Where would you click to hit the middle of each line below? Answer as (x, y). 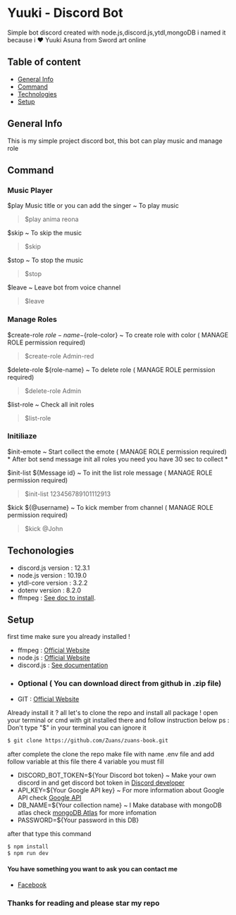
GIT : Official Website (48, 699)
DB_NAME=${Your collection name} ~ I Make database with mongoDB (119, 805)
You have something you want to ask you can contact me (93, 869)
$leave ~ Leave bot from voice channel (64, 287)
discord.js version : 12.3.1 (54, 568)
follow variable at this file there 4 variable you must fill (86, 761)
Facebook (32, 885)
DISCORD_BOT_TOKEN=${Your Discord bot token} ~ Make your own (117, 775)
